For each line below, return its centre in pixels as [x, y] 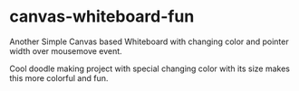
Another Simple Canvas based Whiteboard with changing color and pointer [149, 41]
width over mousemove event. [66, 50]
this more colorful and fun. [59, 77]
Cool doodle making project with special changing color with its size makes [150, 68]
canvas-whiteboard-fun [102, 17]
